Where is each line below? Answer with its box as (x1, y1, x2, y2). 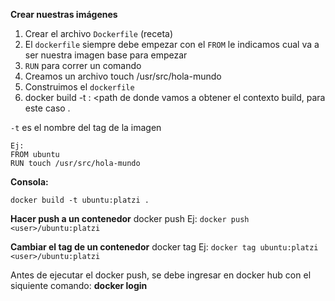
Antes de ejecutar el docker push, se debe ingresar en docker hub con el (10, 269, 312, 281)
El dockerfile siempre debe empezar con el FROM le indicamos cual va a (24, 39, 320, 50)
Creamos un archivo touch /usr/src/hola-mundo (24, 70, 222, 82)
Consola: (10, 176, 49, 188)
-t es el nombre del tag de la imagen (10, 122, 162, 133)
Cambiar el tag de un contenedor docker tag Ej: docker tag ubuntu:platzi (10, 241, 319, 253)
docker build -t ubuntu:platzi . (10, 195, 150, 205)
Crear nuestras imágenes (10, 9, 118, 20)
